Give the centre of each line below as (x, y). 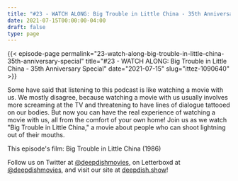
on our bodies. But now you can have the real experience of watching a (112, 112)
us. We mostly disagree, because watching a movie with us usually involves (118, 98)
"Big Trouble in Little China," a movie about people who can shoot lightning (117, 127)
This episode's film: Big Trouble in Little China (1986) (84, 148)
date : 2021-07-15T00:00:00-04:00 (57, 21)
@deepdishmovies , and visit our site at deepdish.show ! (88, 170)
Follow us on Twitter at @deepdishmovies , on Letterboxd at (94, 163)
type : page (23, 34)
